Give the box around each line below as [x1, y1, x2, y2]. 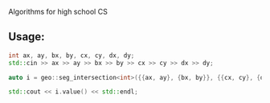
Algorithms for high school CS [8, 7, 108, 16]
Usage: [8, 30, 46, 43]
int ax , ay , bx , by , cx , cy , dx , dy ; [8, 51, 135, 60]
